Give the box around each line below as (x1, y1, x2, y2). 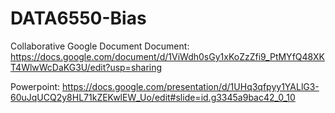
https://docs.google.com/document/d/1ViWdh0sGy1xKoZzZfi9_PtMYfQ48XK (10, 50, 325, 62)
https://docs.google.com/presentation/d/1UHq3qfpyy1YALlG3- (62, 80, 320, 92)
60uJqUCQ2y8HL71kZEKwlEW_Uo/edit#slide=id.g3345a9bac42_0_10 (10, 91, 296, 103)
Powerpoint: (10, 80, 61, 92)
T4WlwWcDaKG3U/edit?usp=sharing (10, 61, 163, 73)
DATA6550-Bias (10, 7, 147, 30)
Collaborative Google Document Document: (10, 40, 190, 52)
